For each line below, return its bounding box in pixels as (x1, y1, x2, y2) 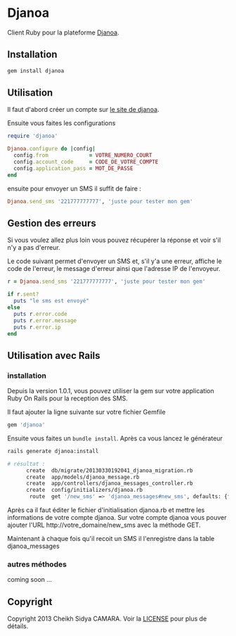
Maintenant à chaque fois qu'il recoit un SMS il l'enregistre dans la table (7, 535, 215, 543)
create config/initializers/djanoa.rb (25, 487, 143, 494)
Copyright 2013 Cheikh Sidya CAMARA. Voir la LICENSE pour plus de (7, 614, 207, 623)
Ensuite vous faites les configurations (7, 119, 116, 127)
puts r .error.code (13, 310, 68, 317)
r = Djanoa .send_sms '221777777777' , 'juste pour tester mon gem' (7, 278, 206, 286)
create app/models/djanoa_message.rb (25, 473, 140, 481)
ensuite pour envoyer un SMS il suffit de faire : (7, 184, 142, 193)
